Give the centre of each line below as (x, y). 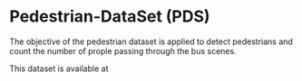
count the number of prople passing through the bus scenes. (123, 50)
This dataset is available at (59, 68)
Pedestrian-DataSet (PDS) (110, 17)
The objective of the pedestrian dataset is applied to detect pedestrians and (151, 41)
